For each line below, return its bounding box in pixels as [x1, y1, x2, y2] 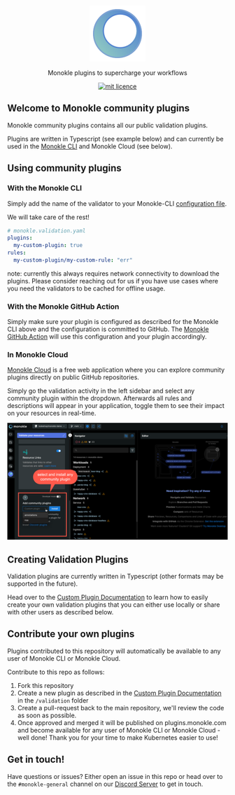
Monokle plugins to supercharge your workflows [48, 69, 187, 77]
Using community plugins [7, 162, 122, 174]
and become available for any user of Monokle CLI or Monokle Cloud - [17, 726, 221, 734]
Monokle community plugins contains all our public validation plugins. [7, 121, 208, 129]
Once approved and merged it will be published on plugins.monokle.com [17, 718, 227, 726]
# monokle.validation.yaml [7, 227, 86, 234]
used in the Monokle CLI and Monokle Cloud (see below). [7, 142, 173, 150]
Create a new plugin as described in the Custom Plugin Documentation [17, 689, 222, 697]
